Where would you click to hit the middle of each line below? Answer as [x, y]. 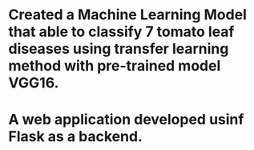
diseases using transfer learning [119, 49]
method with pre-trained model [115, 66]
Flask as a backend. [75, 137]
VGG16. [34, 83]
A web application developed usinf [126, 120]
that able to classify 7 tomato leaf [121, 32]
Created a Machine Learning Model [127, 15]
